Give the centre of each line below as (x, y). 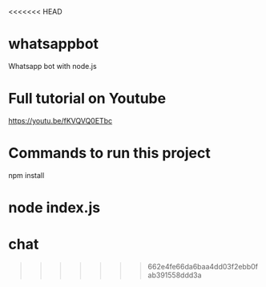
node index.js (54, 208)
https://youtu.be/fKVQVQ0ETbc (60, 120)
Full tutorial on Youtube (87, 99)
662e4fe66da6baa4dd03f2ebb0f (203, 266)
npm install (26, 175)
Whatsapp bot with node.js (53, 66)
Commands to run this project (109, 154)
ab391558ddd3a (175, 275)
